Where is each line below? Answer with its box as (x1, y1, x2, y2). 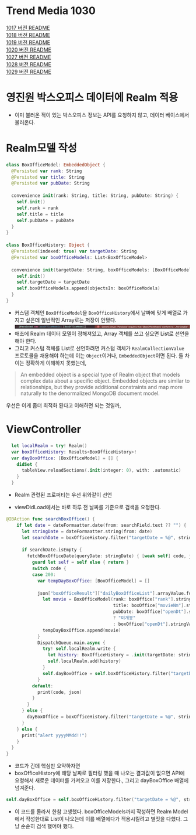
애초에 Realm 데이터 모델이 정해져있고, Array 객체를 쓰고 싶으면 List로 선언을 (14, 330, 190, 337)
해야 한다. (14, 337, 37, 344)
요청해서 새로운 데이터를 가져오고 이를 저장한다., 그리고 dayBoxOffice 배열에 (14, 777, 189, 784)
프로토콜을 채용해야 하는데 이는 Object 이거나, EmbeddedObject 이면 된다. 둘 (14, 352, 184, 359)
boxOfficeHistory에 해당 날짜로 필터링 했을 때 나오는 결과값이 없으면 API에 (14, 769, 185, 777)
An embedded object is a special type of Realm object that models (20, 371, 180, 378)
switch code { (32, 565, 66, 571)
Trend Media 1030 (6, 4, 96, 18)
